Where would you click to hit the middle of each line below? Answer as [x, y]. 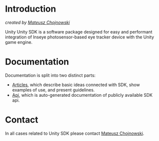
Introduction [31, 9]
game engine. [19, 42]
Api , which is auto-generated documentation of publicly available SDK [82, 95]
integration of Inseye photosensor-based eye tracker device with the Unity [79, 37]
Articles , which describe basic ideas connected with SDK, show [76, 85]
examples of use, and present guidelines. [53, 90]
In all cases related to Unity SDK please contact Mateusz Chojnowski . [75, 133]
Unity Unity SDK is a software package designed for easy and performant [79, 32]
